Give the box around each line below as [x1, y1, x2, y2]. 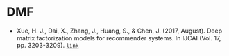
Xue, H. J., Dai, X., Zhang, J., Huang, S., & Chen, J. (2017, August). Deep [16, 27, 223, 35]
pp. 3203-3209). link [16, 41, 79, 49]
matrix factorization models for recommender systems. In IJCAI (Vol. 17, [16, 33, 221, 42]
